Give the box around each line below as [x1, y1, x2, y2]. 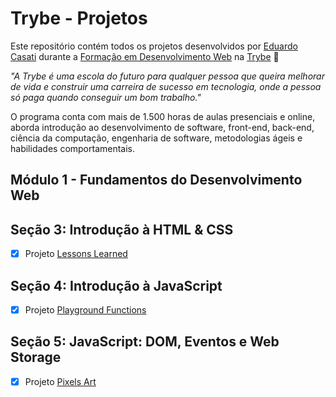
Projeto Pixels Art [24, 375, 97, 387]
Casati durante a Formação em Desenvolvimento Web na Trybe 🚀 [10, 50, 280, 62]
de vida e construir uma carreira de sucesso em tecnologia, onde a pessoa [10, 80, 322, 92]
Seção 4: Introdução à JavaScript [10, 277, 223, 294]
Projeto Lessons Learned [24, 248, 128, 260]
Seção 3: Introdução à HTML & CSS [10, 221, 234, 238]
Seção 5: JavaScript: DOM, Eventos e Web [10, 333, 280, 351]
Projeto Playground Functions [24, 304, 147, 316]
